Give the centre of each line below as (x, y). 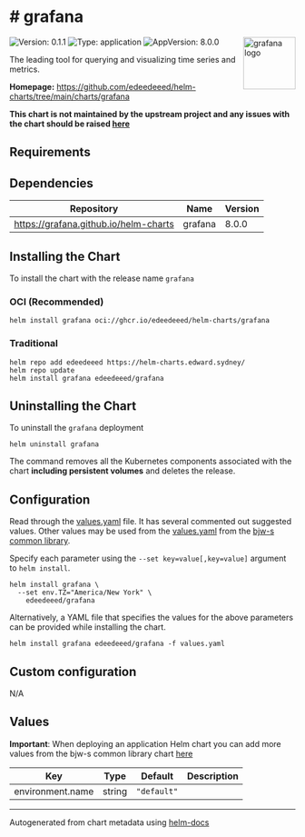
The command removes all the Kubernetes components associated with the (151, 462)
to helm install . (40, 568)
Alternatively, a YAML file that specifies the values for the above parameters (151, 618)
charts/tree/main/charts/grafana (69, 96)
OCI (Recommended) (57, 302)
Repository (94, 209)
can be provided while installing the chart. (88, 627)
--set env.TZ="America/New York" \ (85, 593)
